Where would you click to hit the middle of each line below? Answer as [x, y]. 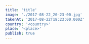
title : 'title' [21, 10]
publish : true [20, 33]
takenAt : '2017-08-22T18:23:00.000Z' [45, 19]
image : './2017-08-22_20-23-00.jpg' [44, 15]
